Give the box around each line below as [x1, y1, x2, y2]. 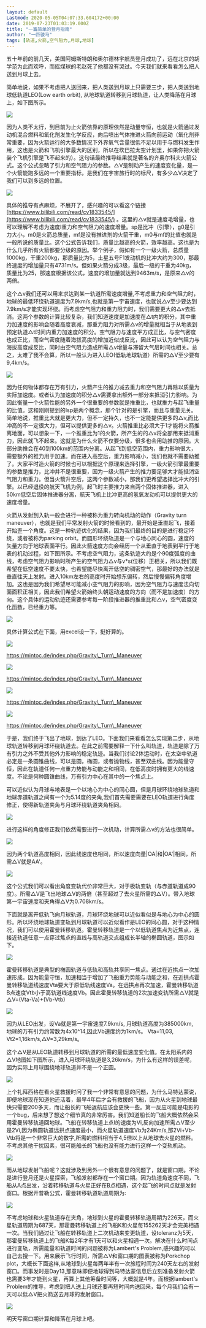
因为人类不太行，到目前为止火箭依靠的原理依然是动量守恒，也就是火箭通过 [6, 123, 194, 131]
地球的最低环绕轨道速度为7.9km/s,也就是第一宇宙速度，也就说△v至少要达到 [6, 298, 197, 305]
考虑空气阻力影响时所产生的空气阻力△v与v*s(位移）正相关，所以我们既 [17, 557, 197, 565]
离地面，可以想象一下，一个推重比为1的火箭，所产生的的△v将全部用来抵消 [6, 430, 194, 437]
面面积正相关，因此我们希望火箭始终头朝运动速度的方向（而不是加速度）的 [6, 588, 194, 595]
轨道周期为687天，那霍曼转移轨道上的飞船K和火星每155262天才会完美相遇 [11, 1221, 199, 1229]
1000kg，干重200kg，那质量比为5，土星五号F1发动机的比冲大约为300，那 [6, 254, 194, 261]
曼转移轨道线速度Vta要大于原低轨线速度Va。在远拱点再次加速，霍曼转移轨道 [6, 982, 199, 988]
